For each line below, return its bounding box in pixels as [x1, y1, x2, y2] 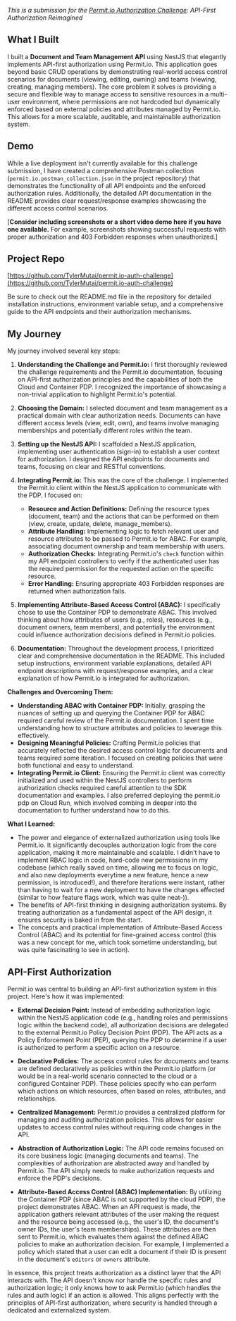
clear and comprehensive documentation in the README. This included [17, 651, 225, 660]
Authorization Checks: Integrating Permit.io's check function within [27, 549, 224, 558]
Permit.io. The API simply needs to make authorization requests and [17, 1167, 215, 1175]
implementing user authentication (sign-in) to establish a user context [17, 447, 221, 456]
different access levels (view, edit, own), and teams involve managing [17, 419, 220, 427]
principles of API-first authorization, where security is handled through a [7, 1298, 218, 1307]
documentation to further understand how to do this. [17, 806, 170, 815]
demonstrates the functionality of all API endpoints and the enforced [7, 181, 206, 189]
